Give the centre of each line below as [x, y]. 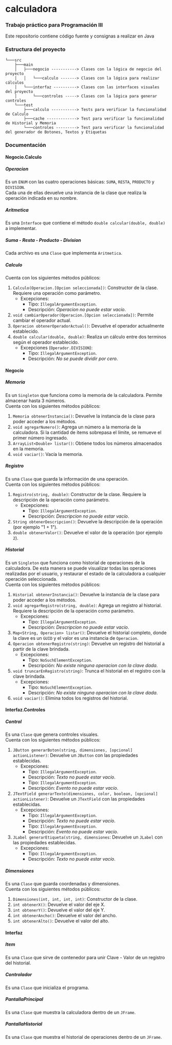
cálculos [15, 83]
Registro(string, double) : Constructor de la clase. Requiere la [79, 494]
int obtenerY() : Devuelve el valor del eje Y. [59, 910]
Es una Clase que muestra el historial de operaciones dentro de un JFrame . [84, 1037]
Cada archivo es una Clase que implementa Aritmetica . [64, 253]
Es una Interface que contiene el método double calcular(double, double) [85, 223]
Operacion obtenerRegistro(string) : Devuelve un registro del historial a [89, 643]
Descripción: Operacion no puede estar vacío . [77, 310]
